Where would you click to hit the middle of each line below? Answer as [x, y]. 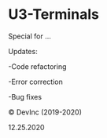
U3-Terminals [54, 15]
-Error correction [35, 82]
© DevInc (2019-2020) [45, 112]
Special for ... [30, 36]
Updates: [23, 51]
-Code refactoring [37, 66]
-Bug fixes [25, 96]
